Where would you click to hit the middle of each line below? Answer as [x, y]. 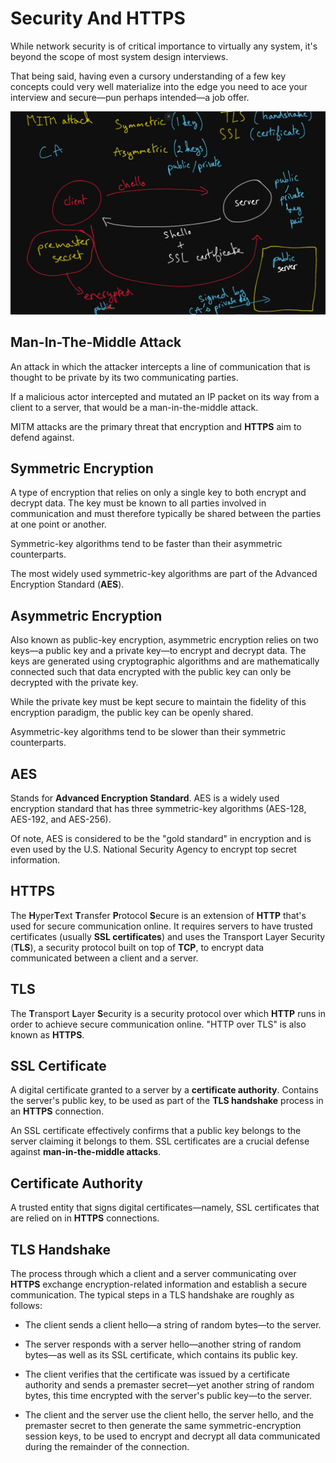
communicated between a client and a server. [104, 958]
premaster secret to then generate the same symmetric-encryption [163, 1426]
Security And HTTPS [98, 18]
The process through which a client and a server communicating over [153, 1274]
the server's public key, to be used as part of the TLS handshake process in [167, 1101]
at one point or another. [58, 524]
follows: [26, 1306]
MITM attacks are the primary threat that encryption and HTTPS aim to [156, 426]
